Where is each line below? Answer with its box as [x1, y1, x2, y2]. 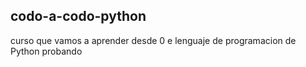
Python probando [10, 45, 83, 57]
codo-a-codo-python [10, 8, 147, 25]
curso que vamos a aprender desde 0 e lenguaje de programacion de [10, 34, 297, 46]
